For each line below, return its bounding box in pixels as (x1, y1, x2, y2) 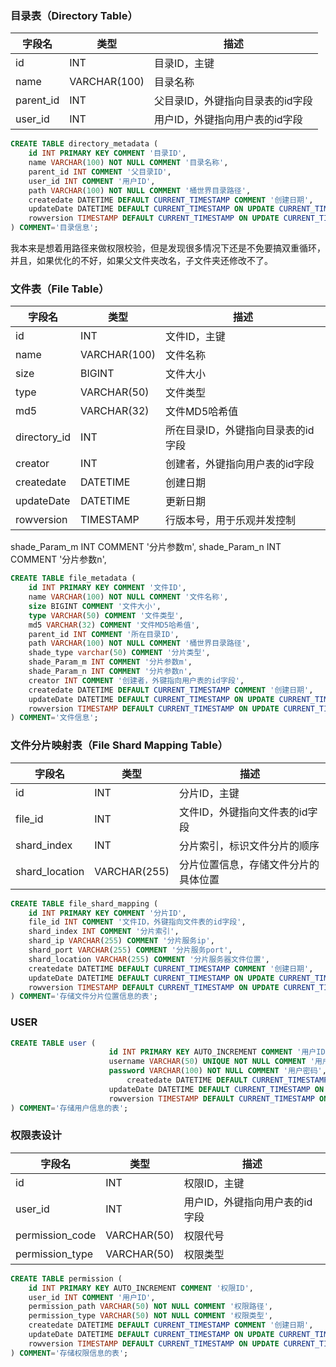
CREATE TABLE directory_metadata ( (10, 139, 159, 149)
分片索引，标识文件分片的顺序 (179, 838, 320, 852)
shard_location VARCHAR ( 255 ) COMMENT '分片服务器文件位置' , (28, 954, 270, 964)
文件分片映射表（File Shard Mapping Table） (10, 738, 229, 752)
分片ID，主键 (179, 786, 240, 800)
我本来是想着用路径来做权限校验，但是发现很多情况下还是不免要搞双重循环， (10, 242, 326, 254)
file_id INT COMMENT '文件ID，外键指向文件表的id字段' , (28, 917, 247, 927)
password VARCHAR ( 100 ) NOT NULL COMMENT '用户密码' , (108, 1066, 327, 1076)
